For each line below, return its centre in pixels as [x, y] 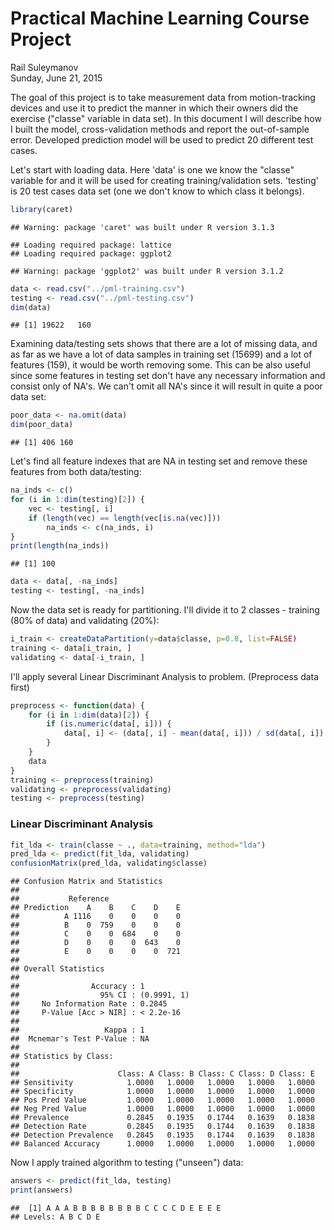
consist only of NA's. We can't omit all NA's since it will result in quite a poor [166, 386]
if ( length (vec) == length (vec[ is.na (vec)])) [125, 518]
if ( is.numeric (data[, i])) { [109, 724]
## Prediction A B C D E [96, 908]
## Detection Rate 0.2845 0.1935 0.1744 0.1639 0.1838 [162, 1127]
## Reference [60, 899]
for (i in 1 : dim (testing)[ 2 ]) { [77, 500]
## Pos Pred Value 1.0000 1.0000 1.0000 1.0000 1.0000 [162, 1100]
